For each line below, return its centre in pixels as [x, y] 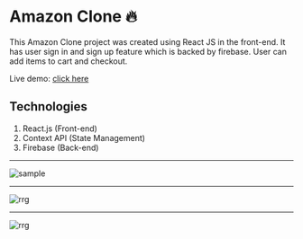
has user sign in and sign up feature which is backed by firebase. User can [148, 51]
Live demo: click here [49, 78]
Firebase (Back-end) [60, 147]
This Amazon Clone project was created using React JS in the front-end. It [147, 41]
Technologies [49, 106]
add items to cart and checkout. [69, 61]
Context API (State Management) [84, 137]
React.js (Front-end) [60, 128]
